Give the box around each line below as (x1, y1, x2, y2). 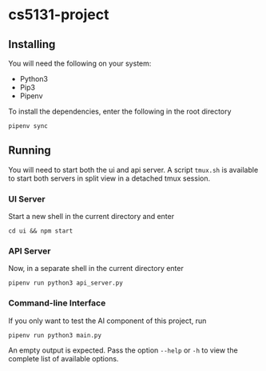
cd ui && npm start (8, 227, 73, 235)
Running (8, 144, 52, 158)
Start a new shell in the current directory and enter (8, 212, 174, 221)
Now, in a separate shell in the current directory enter (8, 264, 184, 273)
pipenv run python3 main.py (8, 331, 102, 339)
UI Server (8, 193, 46, 205)
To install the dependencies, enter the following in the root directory (8, 106, 232, 116)
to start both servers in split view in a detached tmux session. (8, 174, 210, 183)
